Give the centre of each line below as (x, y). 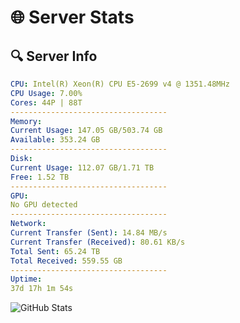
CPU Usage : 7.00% (46, 93)
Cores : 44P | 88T (46, 102)
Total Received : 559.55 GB (66, 261)
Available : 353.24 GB (55, 140)
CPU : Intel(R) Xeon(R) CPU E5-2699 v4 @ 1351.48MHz (120, 84)
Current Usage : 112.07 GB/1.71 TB (82, 167)
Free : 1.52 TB (40, 177)
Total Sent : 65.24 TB (55, 251)
